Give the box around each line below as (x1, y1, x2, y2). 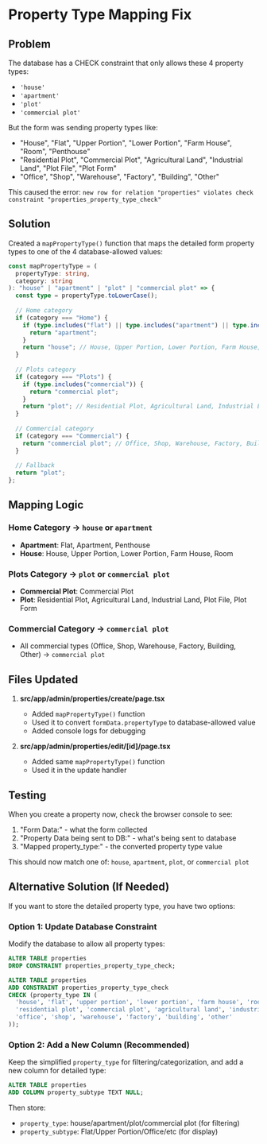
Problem (8, 37, 52, 51)
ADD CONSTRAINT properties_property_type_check (8, 984, 169, 991)
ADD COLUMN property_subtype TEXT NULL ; (8, 1088, 145, 1097)
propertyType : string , (15, 269, 91, 277)
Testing (8, 788, 47, 802)
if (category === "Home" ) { (15, 314, 109, 322)
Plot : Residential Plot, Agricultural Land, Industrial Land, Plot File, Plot (19, 595, 247, 605)
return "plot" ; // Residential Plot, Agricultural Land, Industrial (22, 403, 254, 411)
